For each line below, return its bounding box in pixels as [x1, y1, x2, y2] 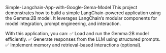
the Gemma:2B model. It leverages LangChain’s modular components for [5, 15, 157, 21]
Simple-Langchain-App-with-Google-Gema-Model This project [5, 5, 138, 10]
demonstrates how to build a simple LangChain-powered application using [5, 10, 161, 16]
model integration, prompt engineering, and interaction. [5, 20, 121, 26]
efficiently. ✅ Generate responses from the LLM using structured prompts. [5, 36, 161, 42]
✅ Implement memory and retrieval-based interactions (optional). [5, 42, 142, 48]
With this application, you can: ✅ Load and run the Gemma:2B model [5, 31, 149, 36]
